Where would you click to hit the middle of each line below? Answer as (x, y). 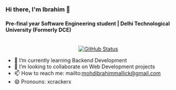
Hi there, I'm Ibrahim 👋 (38, 9)
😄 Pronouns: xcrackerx (43, 82)
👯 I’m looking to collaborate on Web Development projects (84, 66)
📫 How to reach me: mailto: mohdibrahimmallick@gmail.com (87, 74)
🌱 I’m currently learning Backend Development (70, 61)
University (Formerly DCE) (39, 29)
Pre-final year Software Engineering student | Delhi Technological (88, 24)
